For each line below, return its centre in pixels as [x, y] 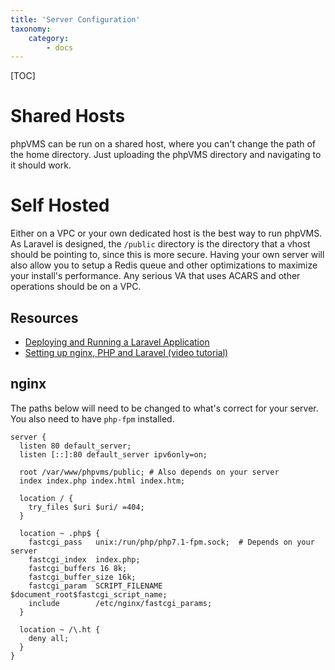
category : [49, 38]
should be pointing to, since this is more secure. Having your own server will [167, 255]
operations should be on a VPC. [76, 287]
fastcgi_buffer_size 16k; [82, 577]
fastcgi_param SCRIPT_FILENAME [95, 586]
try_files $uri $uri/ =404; [86, 507]
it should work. [41, 165]
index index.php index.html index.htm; [102, 481]
